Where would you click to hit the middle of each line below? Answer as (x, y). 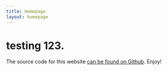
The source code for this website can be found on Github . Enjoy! (84, 62)
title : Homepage (26, 11)
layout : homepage (27, 17)
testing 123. (35, 46)
